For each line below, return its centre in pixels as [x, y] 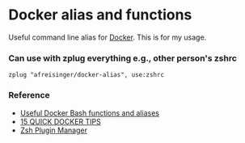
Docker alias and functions [100, 15]
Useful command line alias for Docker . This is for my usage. [108, 37]
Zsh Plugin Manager [53, 130]
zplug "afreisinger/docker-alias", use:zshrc [86, 75]
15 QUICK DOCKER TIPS [60, 121]
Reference [29, 95]
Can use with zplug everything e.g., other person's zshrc [122, 58]
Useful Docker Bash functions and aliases [90, 113]
